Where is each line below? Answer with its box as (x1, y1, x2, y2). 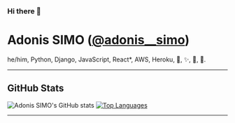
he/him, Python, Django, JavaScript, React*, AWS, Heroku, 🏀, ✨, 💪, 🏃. (7, 55, 206, 64)
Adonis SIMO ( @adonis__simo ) (7, 32, 190, 48)
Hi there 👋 (7, 6, 42, 16)
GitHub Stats (7, 82, 64, 94)
